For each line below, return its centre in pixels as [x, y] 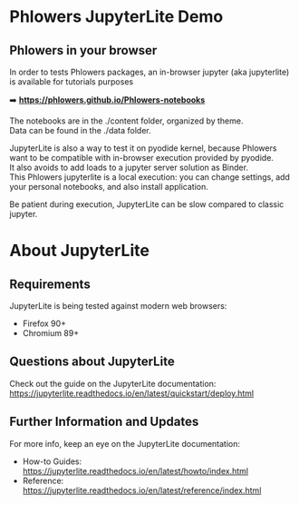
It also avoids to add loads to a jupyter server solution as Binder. [129, 167]
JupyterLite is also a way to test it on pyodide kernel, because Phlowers [143, 148]
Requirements [50, 284]
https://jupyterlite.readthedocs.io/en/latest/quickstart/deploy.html [132, 393]
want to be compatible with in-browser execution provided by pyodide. [142, 158]
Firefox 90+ [44, 323]
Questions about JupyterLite [92, 362]
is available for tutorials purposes [72, 82]
